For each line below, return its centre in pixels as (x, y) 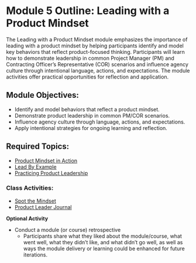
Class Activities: (30, 188)
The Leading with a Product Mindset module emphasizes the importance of (97, 39)
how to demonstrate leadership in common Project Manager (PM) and (90, 58)
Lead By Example (35, 167)
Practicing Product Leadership (51, 173)
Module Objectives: (42, 95)
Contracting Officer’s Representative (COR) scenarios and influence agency (97, 64)
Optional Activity (27, 218)
